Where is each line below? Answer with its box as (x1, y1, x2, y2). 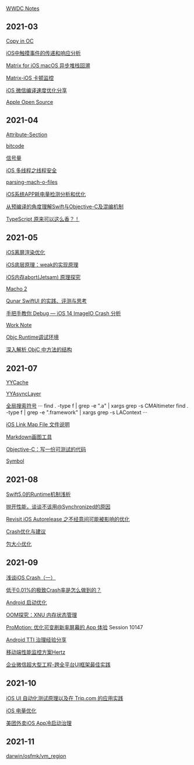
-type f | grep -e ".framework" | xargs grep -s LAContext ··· (6, 409, 147, 416)
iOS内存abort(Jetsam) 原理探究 (6, 274, 81, 281)
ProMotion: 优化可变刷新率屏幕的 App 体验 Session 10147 (6, 623, 143, 630)
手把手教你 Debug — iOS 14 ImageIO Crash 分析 (6, 310, 121, 317)
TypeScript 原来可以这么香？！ (6, 215, 80, 222)
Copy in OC (6, 37, 34, 44)
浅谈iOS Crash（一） (6, 574, 57, 581)
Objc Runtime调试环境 (6, 333, 59, 341)
